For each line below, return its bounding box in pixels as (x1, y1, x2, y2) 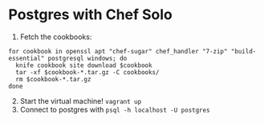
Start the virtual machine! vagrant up (19, 96, 142, 105)
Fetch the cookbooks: (19, 32, 92, 41)
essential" (8, 54, 45, 62)
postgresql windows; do (47, 54, 128, 62)
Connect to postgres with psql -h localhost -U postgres (19, 104, 210, 114)
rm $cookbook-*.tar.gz (15, 75, 91, 83)
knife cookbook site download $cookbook (15, 61, 152, 69)
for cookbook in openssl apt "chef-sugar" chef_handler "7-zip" (8, 47, 228, 55)
